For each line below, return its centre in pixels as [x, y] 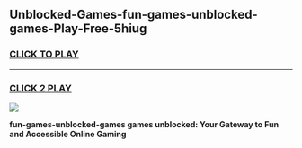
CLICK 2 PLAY [40, 88]
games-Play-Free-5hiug [78, 29]
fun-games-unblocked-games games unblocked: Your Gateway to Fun [144, 124]
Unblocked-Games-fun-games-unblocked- [133, 15]
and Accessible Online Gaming [68, 134]
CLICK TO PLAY [44, 55]
